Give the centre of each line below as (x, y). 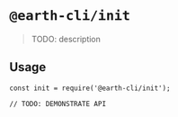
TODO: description (66, 39)
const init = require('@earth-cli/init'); (90, 88)
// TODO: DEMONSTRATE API (58, 103)
